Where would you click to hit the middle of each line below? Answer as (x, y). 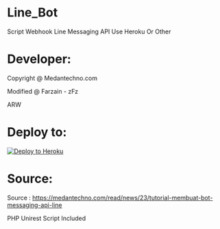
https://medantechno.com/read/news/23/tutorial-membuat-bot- (122, 198)
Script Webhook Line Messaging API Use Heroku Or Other (89, 31)
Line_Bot (33, 13)
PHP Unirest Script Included (47, 218)
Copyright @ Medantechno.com (52, 78)
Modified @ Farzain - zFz (43, 91)
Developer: (39, 59)
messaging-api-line (35, 205)
